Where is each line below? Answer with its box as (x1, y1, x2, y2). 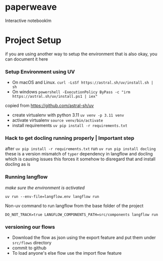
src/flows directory (12, 240, 52, 246)
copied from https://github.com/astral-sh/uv (5, 103, 94, 109)
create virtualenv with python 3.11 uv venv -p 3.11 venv (12, 112, 124, 118)
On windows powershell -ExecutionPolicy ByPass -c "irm (12, 89, 130, 95)
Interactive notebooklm (5, 18, 52, 23)
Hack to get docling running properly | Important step (5, 135, 135, 142)
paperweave (5, 1, 57, 13)
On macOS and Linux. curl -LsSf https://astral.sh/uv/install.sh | (12, 80, 154, 86)
